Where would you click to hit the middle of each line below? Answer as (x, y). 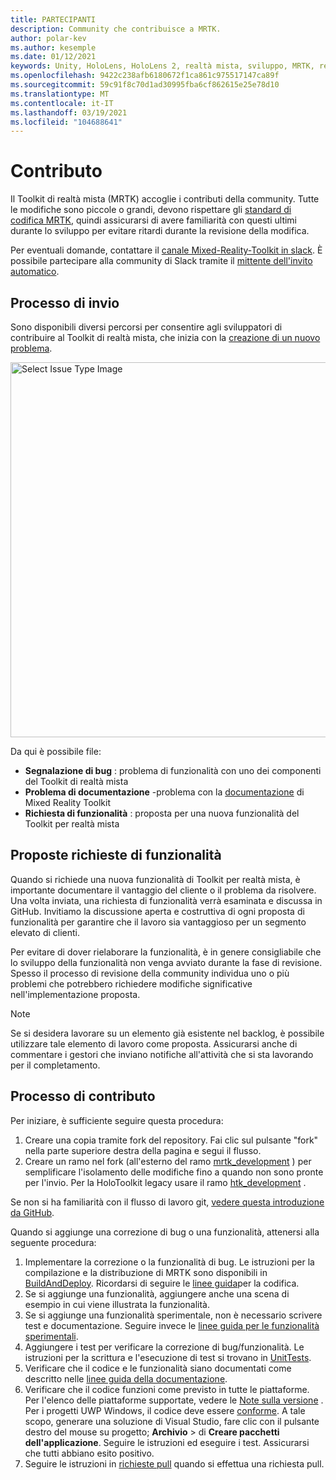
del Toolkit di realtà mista (76, 781)
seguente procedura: (53, 1242)
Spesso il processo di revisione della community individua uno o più (150, 973)
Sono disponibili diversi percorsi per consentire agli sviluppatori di (146, 327)
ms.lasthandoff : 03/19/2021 (69, 112)
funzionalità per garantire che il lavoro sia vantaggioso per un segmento (158, 922)
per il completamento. (55, 1065)
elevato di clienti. (45, 932)
